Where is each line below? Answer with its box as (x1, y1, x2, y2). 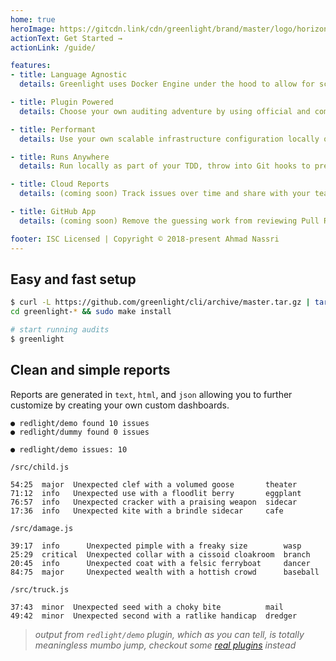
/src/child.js (10, 462, 70, 472)
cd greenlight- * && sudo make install (10, 307, 172, 317)
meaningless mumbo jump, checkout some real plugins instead (34, 639, 297, 651)
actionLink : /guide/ (10, 42, 97, 53)
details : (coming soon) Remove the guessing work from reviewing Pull (19, 216, 320, 226)
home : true (10, 14, 56, 25)
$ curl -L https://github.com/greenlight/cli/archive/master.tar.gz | (10, 297, 311, 308)
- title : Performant (10, 124, 97, 135)
